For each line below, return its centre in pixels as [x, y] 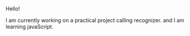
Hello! [13, 9]
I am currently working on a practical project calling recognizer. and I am [95, 20]
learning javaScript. [30, 27]
